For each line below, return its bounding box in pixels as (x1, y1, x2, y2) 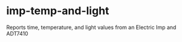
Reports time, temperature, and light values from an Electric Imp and (6, 24, 177, 31)
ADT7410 (6, 30, 28, 37)
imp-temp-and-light (6, 4, 109, 18)
